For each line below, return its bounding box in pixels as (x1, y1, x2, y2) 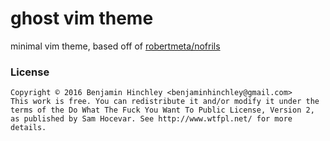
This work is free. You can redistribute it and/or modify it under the (10, 97, 320, 107)
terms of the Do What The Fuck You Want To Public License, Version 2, (10, 105, 315, 116)
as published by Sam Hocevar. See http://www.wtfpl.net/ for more (10, 114, 293, 124)
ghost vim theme (10, 7, 154, 30)
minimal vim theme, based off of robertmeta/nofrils (10, 40, 221, 52)
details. (10, 123, 47, 133)
